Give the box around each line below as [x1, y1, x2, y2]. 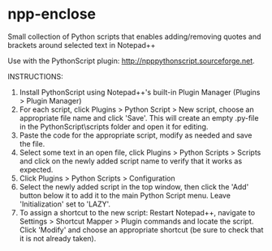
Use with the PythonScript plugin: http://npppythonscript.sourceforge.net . [7, 56, 255, 66]
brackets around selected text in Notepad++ [7, 40, 156, 49]
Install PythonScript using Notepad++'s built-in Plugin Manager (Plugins [19, 87, 261, 97]
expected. [19, 164, 54, 174]
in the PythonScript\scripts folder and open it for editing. [19, 121, 209, 131]
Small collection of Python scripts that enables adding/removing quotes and [7, 32, 261, 41]
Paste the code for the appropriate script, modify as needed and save [19, 130, 253, 140]
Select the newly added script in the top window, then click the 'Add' [19, 181, 249, 191]
